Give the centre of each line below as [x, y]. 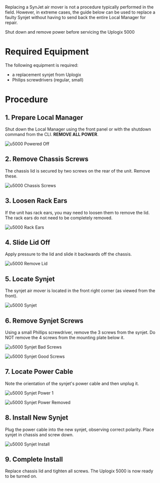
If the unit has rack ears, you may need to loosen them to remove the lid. [77, 213]
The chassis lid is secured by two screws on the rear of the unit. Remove [78, 171]
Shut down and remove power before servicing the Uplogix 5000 [70, 32]
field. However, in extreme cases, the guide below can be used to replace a [80, 12]
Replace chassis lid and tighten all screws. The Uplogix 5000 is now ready [79, 471]
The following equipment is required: [42, 65]
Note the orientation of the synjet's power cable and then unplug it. [72, 383]
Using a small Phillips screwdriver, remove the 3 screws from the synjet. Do [80, 332]
